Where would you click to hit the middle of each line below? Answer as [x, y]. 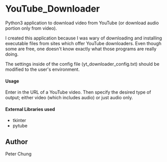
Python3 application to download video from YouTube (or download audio [82, 23]
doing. [12, 54]
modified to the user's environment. [43, 69]
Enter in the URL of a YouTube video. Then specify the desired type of [78, 92]
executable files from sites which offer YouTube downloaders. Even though [83, 43]
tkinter [19, 120]
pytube [20, 126]
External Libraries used [30, 109]
